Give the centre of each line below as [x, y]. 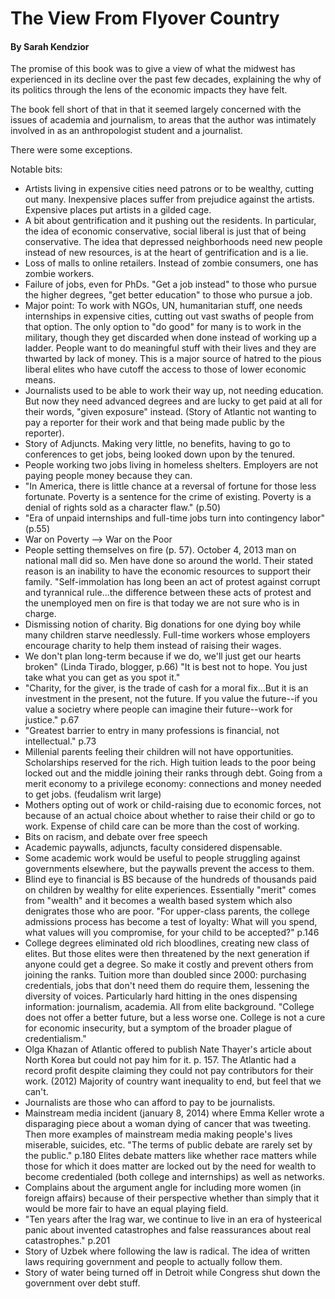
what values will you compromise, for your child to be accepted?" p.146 [172, 933]
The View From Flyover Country [145, 18]
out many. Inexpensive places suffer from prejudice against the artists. [169, 199]
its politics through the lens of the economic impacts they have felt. [149, 90]
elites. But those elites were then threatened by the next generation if [167, 954]
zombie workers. [59, 274]
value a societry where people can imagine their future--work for [158, 709]
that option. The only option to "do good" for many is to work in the [163, 327]
